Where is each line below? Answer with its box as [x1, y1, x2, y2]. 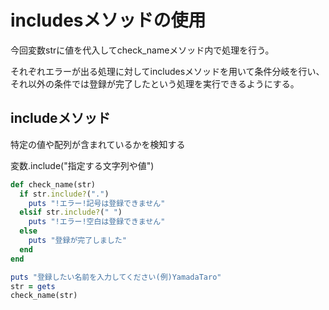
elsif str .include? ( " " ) [19, 207, 123, 218]
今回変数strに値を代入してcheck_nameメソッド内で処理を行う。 [10, 44, 275, 56]
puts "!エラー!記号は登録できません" [28, 198, 166, 208]
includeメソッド [10, 110, 111, 127]
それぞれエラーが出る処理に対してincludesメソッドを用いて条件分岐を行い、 [10, 65, 325, 77]
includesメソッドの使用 [10, 9, 207, 32]
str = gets [10, 281, 56, 291]
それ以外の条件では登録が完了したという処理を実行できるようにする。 [10, 77, 300, 90]
